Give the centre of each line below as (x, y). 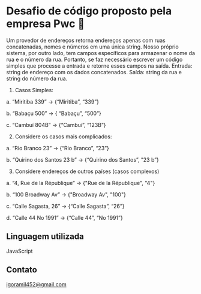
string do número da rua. (37, 78)
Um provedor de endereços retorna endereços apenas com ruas (86, 40)
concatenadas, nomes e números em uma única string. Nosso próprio (92, 47)
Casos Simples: (34, 90)
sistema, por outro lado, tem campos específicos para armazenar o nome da (101, 53)
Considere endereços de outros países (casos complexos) (87, 171)
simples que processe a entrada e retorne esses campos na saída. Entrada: (99, 66)
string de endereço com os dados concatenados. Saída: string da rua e (94, 72)
